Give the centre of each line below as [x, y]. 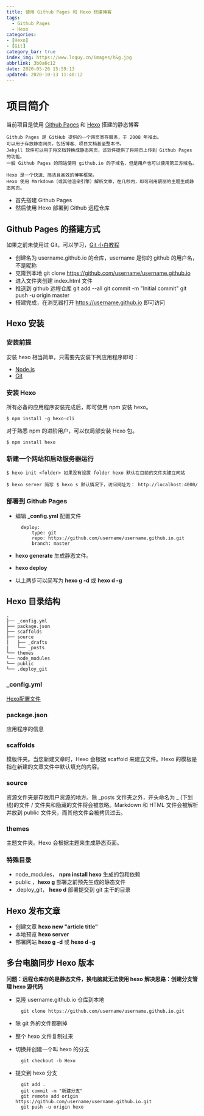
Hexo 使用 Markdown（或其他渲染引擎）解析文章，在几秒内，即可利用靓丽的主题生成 [98, 182]
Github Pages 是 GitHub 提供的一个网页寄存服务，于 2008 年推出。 [84, 137]
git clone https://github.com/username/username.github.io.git [103, 1011]
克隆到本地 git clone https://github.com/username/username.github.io [103, 273]
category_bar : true [31, 52]
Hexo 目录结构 [33, 601]
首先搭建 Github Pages [44, 200]
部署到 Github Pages [37, 501]
